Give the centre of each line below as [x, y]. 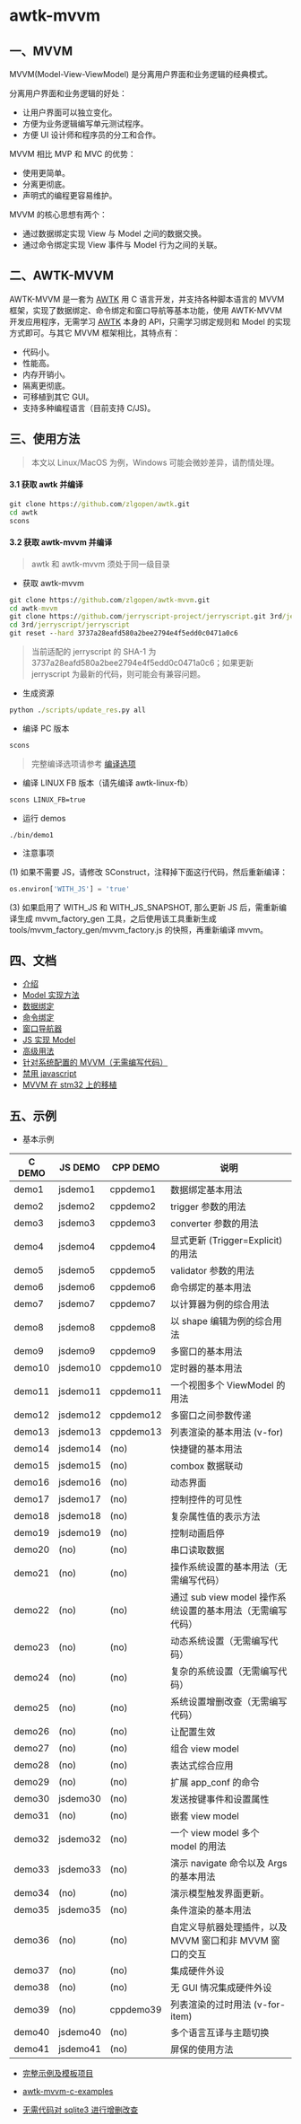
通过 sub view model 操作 [224, 1597]
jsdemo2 [77, 1207]
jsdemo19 [79, 1533]
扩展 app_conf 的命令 [215, 1783]
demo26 [32, 1732]
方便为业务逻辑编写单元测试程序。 [85, 123]
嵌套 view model [204, 1816]
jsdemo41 [79, 2049]
